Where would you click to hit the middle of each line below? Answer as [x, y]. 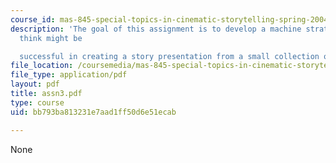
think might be [51, 38]
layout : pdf [35, 84]
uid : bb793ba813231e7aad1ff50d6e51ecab [93, 112]
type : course [37, 102]
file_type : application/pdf [69, 75]
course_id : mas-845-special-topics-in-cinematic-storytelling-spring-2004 [169, 19]
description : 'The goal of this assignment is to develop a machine [156, 29]
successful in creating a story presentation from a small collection [169, 56]
